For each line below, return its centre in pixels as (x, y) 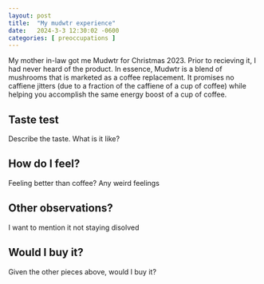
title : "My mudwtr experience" (62, 23)
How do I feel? (44, 164)
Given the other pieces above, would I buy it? (83, 271)
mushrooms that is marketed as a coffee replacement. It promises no (122, 77)
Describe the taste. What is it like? (64, 139)
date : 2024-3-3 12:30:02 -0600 (64, 30)
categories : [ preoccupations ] (62, 38)
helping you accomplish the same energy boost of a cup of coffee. (118, 95)
